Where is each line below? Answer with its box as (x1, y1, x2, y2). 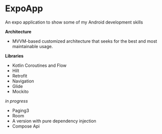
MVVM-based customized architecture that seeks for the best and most (12, 38, 158, 44)
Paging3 (12, 107, 29, 113)
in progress (5, 98, 28, 104)
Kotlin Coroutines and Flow (12, 62, 67, 68)
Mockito (12, 88, 29, 94)
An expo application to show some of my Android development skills (5, 19, 143, 25)
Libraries (5, 53, 23, 59)
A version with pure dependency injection (12, 118, 96, 124)
